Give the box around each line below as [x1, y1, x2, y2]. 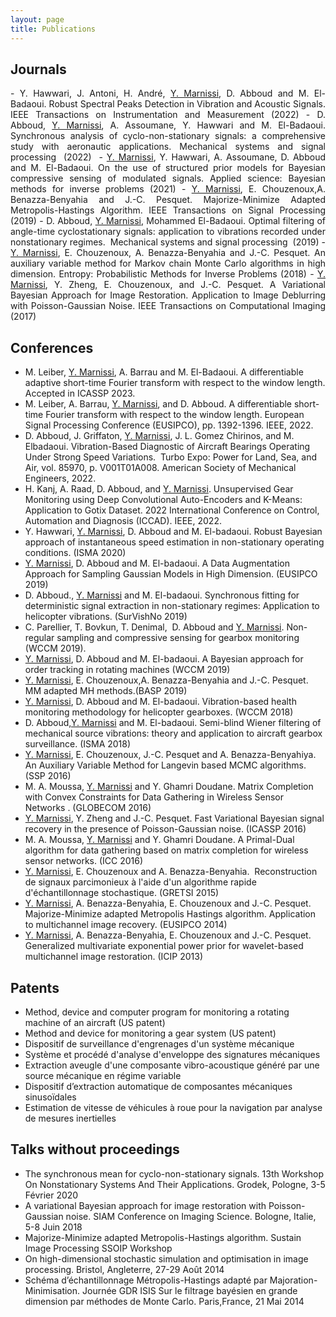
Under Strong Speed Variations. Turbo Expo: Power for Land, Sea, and [24, 451, 318, 463]
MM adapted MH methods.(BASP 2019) [24, 685, 188, 697]
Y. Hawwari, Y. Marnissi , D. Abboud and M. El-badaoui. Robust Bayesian [24, 526, 323, 538]
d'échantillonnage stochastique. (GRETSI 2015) [24, 887, 220, 899]
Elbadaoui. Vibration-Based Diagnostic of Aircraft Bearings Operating [24, 441, 311, 453]
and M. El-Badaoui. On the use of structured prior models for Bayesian [10, 162, 326, 174]
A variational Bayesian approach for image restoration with [24, 1199, 267, 1211]
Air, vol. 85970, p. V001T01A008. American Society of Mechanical [24, 462, 297, 474]
